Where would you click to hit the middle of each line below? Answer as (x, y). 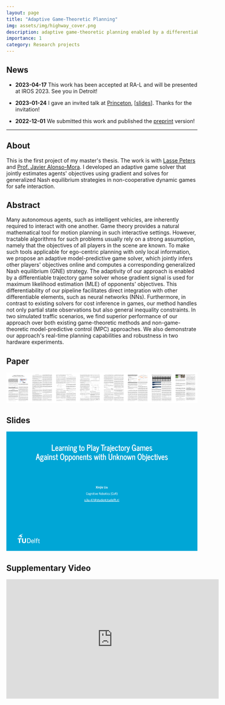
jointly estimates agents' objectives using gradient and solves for (87, 173)
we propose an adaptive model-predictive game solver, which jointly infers (99, 258)
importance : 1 (24, 38)
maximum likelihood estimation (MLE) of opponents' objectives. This (92, 284)
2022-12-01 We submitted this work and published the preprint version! (105, 121)
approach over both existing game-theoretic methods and (79, 323)
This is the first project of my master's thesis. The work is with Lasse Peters (101, 160)
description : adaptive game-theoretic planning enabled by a (85, 32)
